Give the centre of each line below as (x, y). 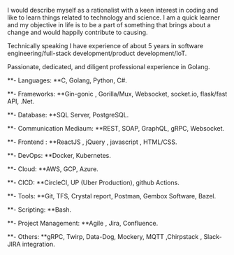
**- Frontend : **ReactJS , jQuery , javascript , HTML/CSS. (92, 142)
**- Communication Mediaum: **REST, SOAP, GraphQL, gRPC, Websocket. (116, 128)
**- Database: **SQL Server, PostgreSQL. (68, 115)
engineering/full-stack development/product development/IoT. (97, 53)
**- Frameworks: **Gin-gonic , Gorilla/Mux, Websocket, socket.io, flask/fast (117, 94)
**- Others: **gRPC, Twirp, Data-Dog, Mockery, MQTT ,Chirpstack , (105, 236)
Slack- (213, 236)
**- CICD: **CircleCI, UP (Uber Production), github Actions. (93, 182)
